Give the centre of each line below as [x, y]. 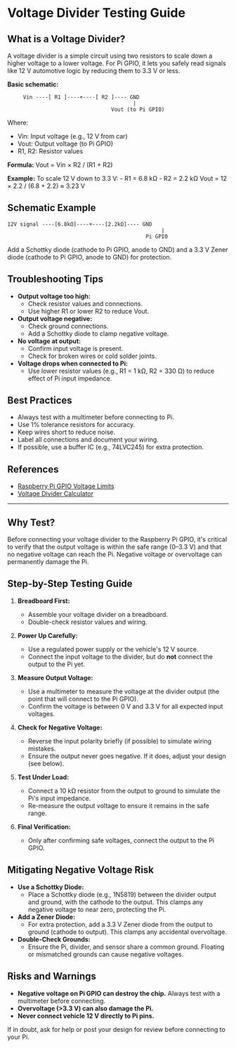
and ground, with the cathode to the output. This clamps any [116, 902]
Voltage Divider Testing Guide [97, 13]
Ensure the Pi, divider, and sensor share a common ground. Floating [126, 947]
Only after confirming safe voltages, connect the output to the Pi [121, 840]
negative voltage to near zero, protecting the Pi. [97, 909]
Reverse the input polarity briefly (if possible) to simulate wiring [120, 741]
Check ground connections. [68, 326]
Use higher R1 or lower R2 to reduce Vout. [88, 311]
